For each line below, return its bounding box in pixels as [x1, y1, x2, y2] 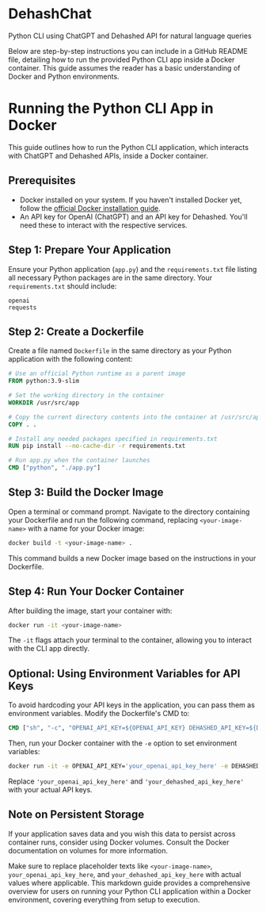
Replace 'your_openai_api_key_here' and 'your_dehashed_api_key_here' [8, 776, 245, 786]
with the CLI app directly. [8, 644, 89, 653]
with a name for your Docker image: [27, 523, 145, 533]
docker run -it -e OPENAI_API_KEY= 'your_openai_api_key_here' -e [8, 762, 228, 770]
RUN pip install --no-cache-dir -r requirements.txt [8, 442, 186, 450]
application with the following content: [8, 354, 133, 364]
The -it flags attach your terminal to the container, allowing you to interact [8, 635, 252, 645]
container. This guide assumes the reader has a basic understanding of [8, 63, 241, 72]
